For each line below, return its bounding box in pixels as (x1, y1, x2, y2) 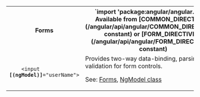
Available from (95, 15, 137, 23)
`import (94, 8, 116, 15)
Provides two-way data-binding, (85, 55, 177, 62)
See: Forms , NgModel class (85, 76, 162, 83)
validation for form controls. (85, 62, 162, 70)
